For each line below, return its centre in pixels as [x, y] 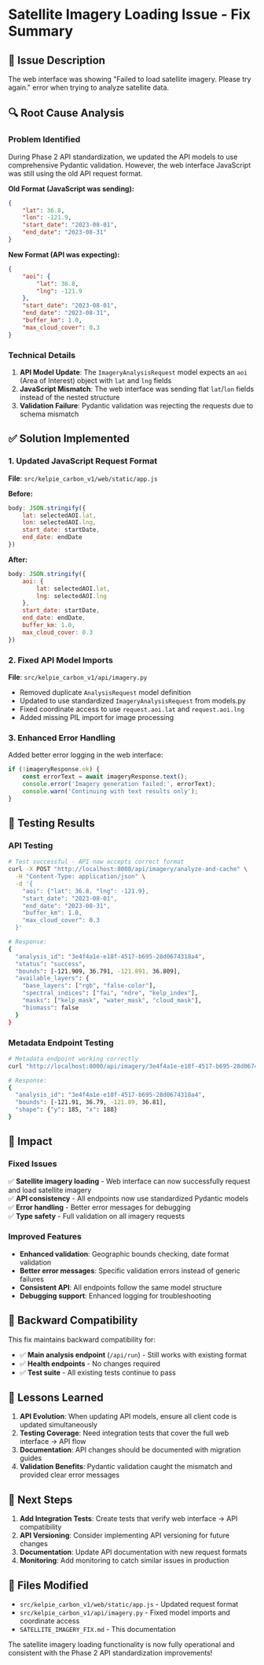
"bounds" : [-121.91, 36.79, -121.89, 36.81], [91, 1102]
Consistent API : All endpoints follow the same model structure [121, 1287]
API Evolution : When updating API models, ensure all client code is [128, 1416]
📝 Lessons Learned [56, 1398]
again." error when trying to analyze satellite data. [89, 87]
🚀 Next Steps [40, 1499]
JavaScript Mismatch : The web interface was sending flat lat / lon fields [137, 389]
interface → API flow [53, 1442]
